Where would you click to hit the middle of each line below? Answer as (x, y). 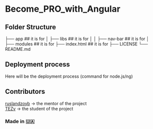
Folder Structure (31, 27)
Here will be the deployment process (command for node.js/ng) (69, 76)
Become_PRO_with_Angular (63, 9)
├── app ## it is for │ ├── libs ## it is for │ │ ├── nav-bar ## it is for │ (77, 39)
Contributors (25, 92)
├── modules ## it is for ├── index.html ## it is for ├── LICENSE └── (76, 44)
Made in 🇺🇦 (20, 121)
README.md (18, 49)
